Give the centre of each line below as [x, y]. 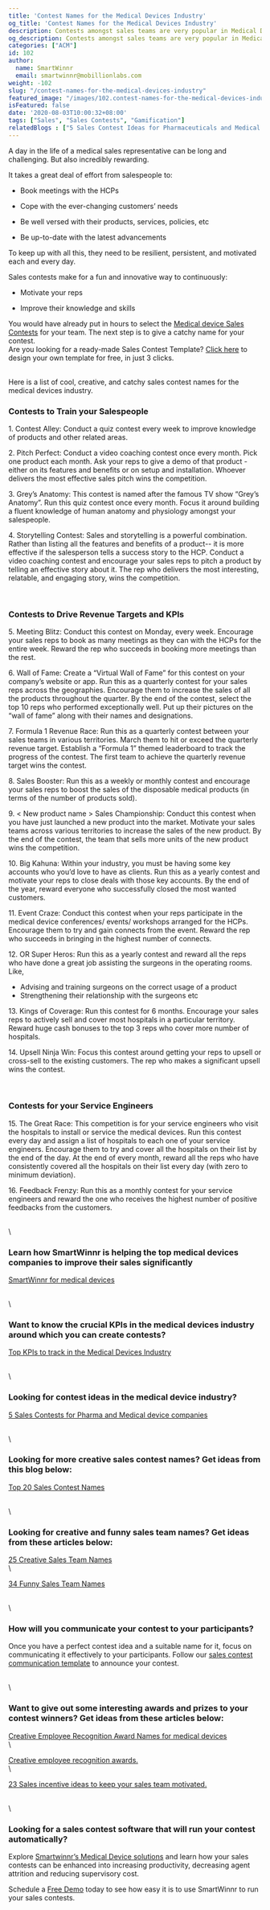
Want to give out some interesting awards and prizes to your [129, 1708]
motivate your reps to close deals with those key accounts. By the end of [129, 880]
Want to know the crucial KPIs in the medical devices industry [131, 1325]
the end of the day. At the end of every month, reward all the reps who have [134, 1158]
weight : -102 [30, 83]
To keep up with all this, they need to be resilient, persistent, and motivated [133, 252]
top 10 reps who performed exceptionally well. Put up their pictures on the [131, 707]
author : [21, 61]
